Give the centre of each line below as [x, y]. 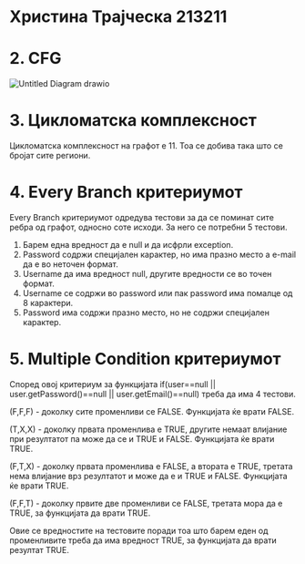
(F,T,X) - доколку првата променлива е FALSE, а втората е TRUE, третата [151, 466]
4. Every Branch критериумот [126, 192]
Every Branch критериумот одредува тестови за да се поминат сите [142, 217]
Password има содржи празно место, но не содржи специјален [146, 313]
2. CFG [36, 59]
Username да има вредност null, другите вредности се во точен [147, 274]
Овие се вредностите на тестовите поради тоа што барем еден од [139, 530]
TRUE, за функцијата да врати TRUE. [80, 513]
